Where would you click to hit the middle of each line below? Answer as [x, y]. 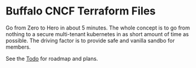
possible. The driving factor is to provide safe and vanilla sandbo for [90, 40]
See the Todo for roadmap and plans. [52, 58]
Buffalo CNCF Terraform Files [81, 11]
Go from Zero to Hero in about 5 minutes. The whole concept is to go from [98, 28]
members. [18, 47]
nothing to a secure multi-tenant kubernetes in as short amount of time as [97, 34]
